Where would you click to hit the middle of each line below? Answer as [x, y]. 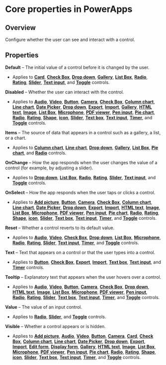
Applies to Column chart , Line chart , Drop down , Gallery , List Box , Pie [85, 147]
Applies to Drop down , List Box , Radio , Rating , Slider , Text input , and [84, 177]
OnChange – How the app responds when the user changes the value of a [81, 162]
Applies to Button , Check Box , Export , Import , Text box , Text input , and [87, 262]
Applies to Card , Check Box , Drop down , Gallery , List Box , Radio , [80, 77]
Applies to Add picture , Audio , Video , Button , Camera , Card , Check [83, 336]
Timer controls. [28, 267]
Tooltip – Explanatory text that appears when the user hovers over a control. [83, 277]
